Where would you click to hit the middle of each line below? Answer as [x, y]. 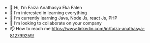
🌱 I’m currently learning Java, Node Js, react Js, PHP [63, 18]
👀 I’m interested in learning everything [48, 13]
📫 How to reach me [30, 29]
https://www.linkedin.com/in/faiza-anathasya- [98, 29]
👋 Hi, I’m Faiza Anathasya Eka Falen [46, 8]
